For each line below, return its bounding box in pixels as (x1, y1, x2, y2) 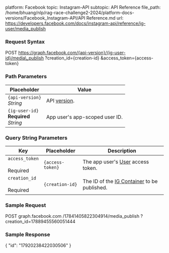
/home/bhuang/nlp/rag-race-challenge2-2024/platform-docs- (5, 10, 134, 16)
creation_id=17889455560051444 (5, 219, 75, 225)
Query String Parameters (5, 134, 68, 141)
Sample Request (5, 202, 46, 209)
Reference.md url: (86, 15, 124, 21)
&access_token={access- (100, 55, 153, 61)
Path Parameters (5, 73, 47, 80)
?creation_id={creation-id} (45, 55, 100, 61)
